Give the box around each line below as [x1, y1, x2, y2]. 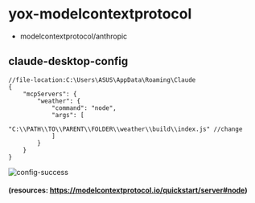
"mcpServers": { [23, 90, 78, 98]
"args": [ [51, 111, 84, 119]
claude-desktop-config [8, 55, 129, 68]
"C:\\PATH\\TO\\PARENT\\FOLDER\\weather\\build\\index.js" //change [8, 125, 243, 133]
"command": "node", [51, 104, 117, 112]
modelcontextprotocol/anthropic [19, 31, 128, 41]
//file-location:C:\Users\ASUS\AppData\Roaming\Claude [8, 75, 196, 84]
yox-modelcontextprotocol [8, 5, 192, 23]
